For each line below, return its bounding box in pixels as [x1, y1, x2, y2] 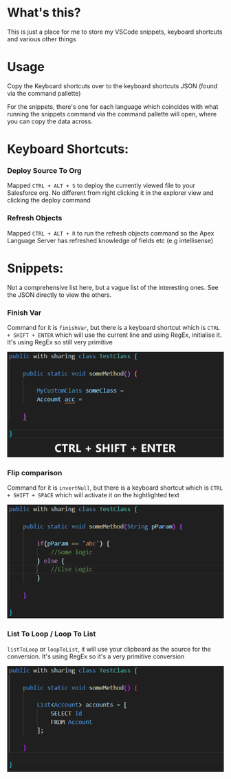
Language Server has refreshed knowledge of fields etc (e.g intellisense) [7, 236, 214, 245]
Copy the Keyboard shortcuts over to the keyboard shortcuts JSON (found [7, 81, 218, 90]
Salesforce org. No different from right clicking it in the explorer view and [7, 189, 214, 197]
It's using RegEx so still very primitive [7, 337, 113, 346]
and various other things [7, 34, 77, 43]
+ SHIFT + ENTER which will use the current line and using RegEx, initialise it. [7, 331, 222, 339]
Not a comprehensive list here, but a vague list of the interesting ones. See [7, 283, 219, 291]
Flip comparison [7, 468, 63, 478]
